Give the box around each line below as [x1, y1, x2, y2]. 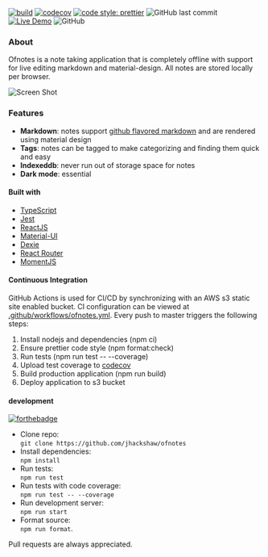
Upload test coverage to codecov [19, 360, 131, 370]
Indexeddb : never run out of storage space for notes [19, 160, 196, 170]
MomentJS [19, 257, 57, 266]
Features [8, 107, 44, 119]
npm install [19, 457, 60, 465]
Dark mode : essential [19, 169, 92, 178]
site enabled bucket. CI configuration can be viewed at [8, 302, 190, 311]
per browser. [8, 72, 51, 82]
